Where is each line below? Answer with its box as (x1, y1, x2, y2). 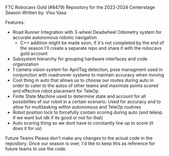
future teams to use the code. (5, 146, 67, 151)
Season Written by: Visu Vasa (5, 10, 67, 16)
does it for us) (12, 125, 42, 131)
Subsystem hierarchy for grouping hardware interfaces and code (12, 56, 148, 62)
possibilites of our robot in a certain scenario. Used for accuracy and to (12, 99, 161, 105)
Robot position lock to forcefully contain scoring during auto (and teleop (12, 109, 162, 115)
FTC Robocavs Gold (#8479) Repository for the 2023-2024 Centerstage (5, 5, 155, 10)
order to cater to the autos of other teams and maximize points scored (12, 83, 159, 89)
